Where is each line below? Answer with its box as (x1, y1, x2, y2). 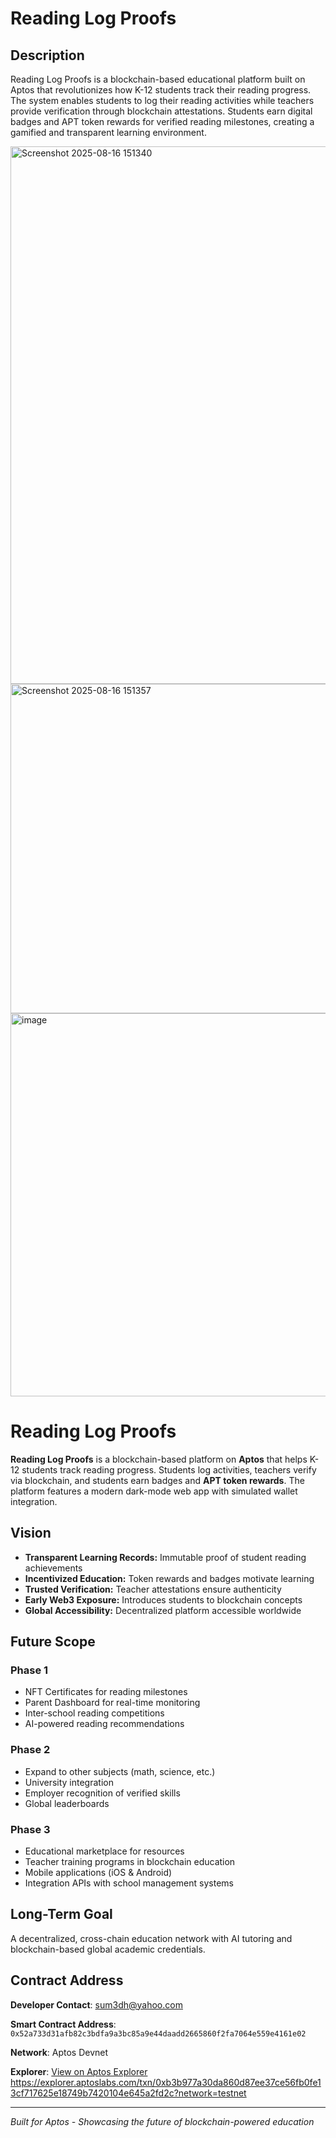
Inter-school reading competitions (24, 1707, 165, 1719)
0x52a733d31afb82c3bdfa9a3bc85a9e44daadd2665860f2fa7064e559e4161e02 (10, 2028, 307, 2039)
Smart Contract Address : (10, 2018, 117, 2030)
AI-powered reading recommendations (24, 1718, 185, 1730)
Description (10, 47, 85, 64)
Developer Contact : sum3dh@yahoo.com (10, 1998, 183, 2011)
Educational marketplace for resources (24, 1845, 185, 1857)
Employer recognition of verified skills (24, 1787, 181, 1799)
